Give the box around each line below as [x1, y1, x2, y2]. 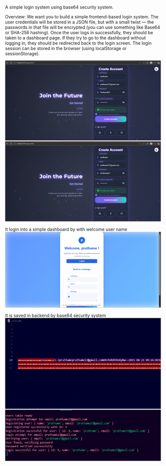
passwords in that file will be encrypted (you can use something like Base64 [5, 24, 161, 30]
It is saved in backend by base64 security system [5, 312, 106, 319]
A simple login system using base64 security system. [5, 4, 114, 10]
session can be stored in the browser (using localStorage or [5, 46, 127, 51]
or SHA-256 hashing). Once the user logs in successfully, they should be [5, 30, 153, 35]
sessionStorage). [5, 51, 40, 57]
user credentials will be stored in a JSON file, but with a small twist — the [5, 19, 154, 25]
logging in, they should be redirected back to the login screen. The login [5, 40, 152, 46]
